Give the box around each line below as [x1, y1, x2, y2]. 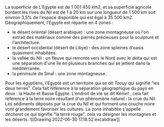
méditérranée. [12, 65, 41, 71]
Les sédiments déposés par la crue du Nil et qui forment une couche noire [5, 101, 155, 106]
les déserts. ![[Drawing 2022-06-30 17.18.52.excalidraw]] [5, 117, 120, 122]
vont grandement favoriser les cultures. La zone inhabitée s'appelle [5, 106, 141, 112]
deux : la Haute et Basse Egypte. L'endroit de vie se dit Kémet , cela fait [5, 90, 149, 96]
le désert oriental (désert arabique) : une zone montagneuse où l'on [12, 29, 149, 35]
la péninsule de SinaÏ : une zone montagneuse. [12, 71, 107, 76]
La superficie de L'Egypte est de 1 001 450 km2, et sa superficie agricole [5, 4, 152, 10]
